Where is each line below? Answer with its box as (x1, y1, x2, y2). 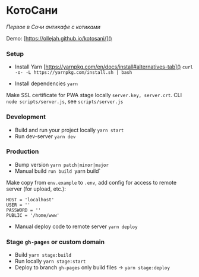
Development (6, 113, 46, 121)
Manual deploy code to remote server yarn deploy (14, 223, 138, 230)
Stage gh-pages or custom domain (6, 238, 105, 246)
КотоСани (6, 4, 58, 17)
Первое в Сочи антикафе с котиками (6, 23, 101, 30)
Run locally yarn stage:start (14, 257, 86, 265)
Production (6, 147, 39, 155)
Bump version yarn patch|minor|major (14, 161, 109, 168)
